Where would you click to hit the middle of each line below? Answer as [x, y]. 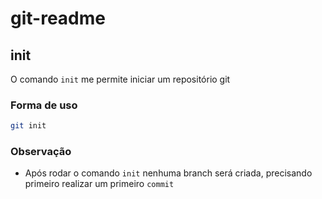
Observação [41, 152]
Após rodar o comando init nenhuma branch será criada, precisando [168, 173]
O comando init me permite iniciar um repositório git [120, 79]
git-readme [58, 18]
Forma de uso [44, 105]
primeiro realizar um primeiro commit [99, 184]
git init [28, 126]
